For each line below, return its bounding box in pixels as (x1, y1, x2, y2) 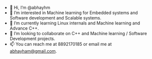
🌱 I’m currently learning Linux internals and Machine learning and (9, 20, 140, 26)
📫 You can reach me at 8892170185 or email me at (9, 41, 112, 47)
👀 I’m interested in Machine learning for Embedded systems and (9, 10, 138, 16)
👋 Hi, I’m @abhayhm (9, 5, 51, 10)
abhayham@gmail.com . (9, 48, 57, 54)
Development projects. (9, 36, 55, 41)
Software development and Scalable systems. (9, 15, 101, 20)
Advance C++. (9, 25, 39, 31)
